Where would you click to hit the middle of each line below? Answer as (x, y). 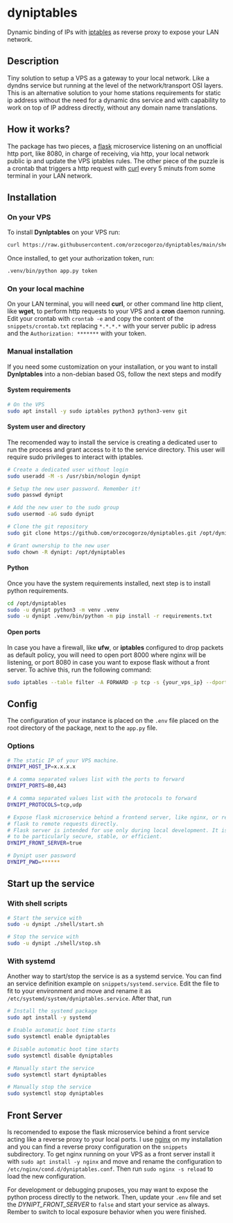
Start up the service (51, 884)
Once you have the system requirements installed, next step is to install (109, 583)
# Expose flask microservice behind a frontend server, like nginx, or (113, 817)
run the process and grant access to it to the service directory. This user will (116, 449)
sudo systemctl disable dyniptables (60, 1056)
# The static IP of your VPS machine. (63, 760)
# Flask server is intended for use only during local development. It (113, 830)
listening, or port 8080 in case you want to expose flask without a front (109, 662)
